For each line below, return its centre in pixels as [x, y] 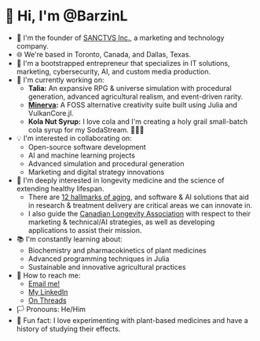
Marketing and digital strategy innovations [96, 172]
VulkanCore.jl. [51, 113]
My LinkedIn [48, 292]
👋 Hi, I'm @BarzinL [66, 16]
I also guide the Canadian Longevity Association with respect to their [139, 213]
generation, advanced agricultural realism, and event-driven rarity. [135, 96]
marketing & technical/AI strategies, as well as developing [121, 222]
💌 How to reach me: [48, 275]
